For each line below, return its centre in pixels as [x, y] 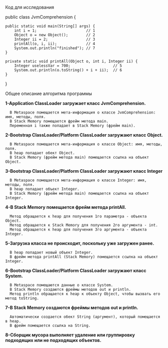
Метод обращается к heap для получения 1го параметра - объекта [78, 216]
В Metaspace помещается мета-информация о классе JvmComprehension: [83, 112]
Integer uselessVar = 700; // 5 [68, 66]
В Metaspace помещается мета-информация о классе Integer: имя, [78, 180]
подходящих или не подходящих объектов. [53, 340]
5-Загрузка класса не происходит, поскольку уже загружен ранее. [80, 243]
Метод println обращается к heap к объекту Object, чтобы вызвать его [85, 294]
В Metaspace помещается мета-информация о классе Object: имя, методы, [86, 144]
